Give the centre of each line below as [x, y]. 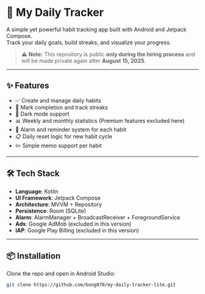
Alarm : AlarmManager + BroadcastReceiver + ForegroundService [98, 217]
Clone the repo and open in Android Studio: [61, 274]
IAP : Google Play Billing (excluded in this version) [77, 230]
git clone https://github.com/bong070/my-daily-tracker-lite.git [91, 285]
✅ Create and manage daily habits [58, 100]
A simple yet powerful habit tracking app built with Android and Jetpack [96, 29]
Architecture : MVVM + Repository [59, 204]
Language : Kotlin [37, 191]
